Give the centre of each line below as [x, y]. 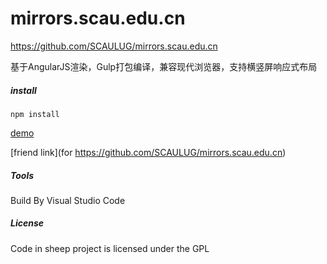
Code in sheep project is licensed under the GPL [110, 248]
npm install [35, 114]
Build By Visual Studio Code [68, 200]
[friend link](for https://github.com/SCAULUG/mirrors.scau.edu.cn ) [148, 152]
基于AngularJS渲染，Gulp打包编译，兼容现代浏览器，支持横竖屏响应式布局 [164, 66]
